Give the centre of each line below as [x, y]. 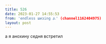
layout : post [18, 23]
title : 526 [16, 9]
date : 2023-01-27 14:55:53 [32, 14]
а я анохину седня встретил [34, 36]
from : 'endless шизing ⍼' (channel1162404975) [53, 18]
